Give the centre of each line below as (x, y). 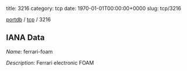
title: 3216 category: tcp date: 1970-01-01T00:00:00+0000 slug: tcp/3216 (94, 8)
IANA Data (25, 38)
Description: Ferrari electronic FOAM (50, 62)
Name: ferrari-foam (29, 51)
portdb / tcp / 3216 (29, 19)
